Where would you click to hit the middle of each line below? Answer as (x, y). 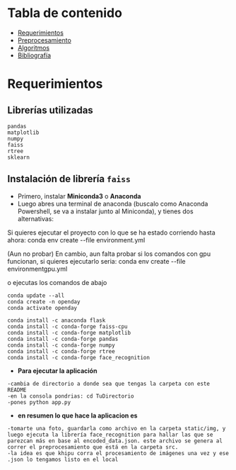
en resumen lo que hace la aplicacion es (77, 415)
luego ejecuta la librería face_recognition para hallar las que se (110, 435)
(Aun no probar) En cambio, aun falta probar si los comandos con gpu (109, 254)
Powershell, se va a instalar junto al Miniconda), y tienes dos (105, 211)
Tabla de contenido (65, 13)
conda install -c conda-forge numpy (61, 345)
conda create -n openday (44, 302)
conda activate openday (42, 308)
